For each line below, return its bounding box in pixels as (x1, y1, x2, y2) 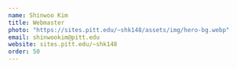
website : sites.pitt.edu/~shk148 (8, 41, 118, 48)
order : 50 (8, 48, 41, 55)
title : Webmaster (8, 19, 65, 27)
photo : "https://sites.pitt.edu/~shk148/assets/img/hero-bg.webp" (8, 26, 230, 34)
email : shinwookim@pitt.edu (8, 33, 100, 41)
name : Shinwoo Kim (8, 11, 68, 20)
